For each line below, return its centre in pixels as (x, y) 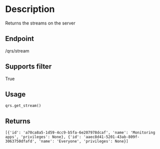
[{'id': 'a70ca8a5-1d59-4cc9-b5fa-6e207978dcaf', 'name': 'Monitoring (80, 133)
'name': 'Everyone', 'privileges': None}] (83, 141)
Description (30, 9)
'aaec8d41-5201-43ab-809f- (111, 137)
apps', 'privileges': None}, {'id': (43, 137)
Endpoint (19, 39)
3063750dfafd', (21, 141)
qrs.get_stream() (23, 106)
